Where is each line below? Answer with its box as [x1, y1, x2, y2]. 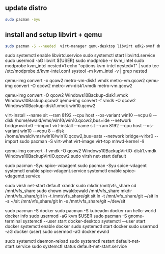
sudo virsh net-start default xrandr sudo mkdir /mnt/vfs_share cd [5, 183, 137, 189]
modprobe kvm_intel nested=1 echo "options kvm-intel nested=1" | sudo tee [5, 63, 159, 69]
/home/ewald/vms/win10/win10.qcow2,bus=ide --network [14, 117, 132, 123]
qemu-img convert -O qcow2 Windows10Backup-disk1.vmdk [5, 92, 128, 98]
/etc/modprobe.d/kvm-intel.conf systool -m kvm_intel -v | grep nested [5, 68, 147, 74]
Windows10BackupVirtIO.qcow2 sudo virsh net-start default [5, 153, 126, 159]
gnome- [128, 213, 144, 219]
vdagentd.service [5, 173, 41, 179]
